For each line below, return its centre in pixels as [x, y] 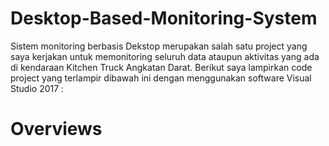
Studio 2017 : [37, 88]
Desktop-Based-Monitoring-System [164, 18]
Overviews [56, 129]
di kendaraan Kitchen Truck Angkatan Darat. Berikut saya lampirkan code [161, 67]
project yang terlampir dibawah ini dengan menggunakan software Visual [161, 78]
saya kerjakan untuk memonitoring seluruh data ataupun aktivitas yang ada [165, 56]
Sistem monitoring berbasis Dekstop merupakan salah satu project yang [159, 46]
